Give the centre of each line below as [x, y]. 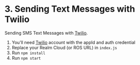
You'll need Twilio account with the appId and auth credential [73, 42]
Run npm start [26, 58]
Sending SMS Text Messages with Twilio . [46, 33]
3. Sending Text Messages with [70, 9]
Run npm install [28, 53]
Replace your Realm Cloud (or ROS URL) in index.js [64, 47]
